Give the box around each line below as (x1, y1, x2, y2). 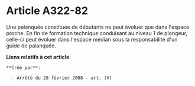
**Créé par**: (6, 64, 41, 71)
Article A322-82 (6, 4, 89, 18)
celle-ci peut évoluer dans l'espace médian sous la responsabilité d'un (6, 36, 178, 43)
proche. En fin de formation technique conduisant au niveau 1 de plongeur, (6, 29, 188, 36)
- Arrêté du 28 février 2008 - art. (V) (11, 75, 112, 81)
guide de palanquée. (6, 42, 56, 49)
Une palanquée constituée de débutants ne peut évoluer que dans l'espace (6, 23, 190, 30)
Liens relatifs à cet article (6, 53, 70, 60)
